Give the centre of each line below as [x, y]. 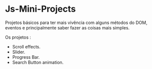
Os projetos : [18, 37]
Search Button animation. [38, 62]
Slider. [19, 52]
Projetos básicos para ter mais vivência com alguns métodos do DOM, [76, 23]
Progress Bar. [26, 57]
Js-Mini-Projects [41, 9]
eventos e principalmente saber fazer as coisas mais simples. [67, 27]
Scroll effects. [26, 46]
